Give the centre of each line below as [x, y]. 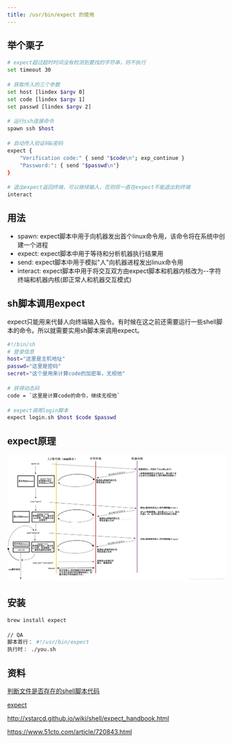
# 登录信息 [21, 352]
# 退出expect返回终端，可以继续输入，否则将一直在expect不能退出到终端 [99, 188]
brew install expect [37, 620]
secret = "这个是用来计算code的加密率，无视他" [66, 374]
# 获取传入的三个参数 [34, 85]
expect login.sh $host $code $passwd [62, 418]
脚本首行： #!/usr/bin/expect [48, 642]
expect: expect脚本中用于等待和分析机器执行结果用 [90, 253]
